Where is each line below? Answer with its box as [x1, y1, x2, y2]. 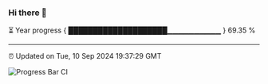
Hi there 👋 [8, 7, 48, 18]
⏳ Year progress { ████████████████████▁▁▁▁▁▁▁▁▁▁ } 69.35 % [8, 25, 256, 35]
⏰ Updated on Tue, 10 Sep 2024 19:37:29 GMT [8, 52, 162, 61]
